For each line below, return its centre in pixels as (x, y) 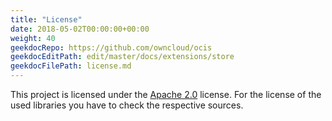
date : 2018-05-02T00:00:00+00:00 (80, 29)
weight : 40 (33, 38)
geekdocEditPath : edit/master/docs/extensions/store (122, 57)
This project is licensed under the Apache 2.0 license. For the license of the (166, 94)
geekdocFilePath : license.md (71, 66)
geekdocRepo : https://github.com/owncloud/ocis (111, 47)
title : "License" (46, 19)
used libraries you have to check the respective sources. (127, 105)
